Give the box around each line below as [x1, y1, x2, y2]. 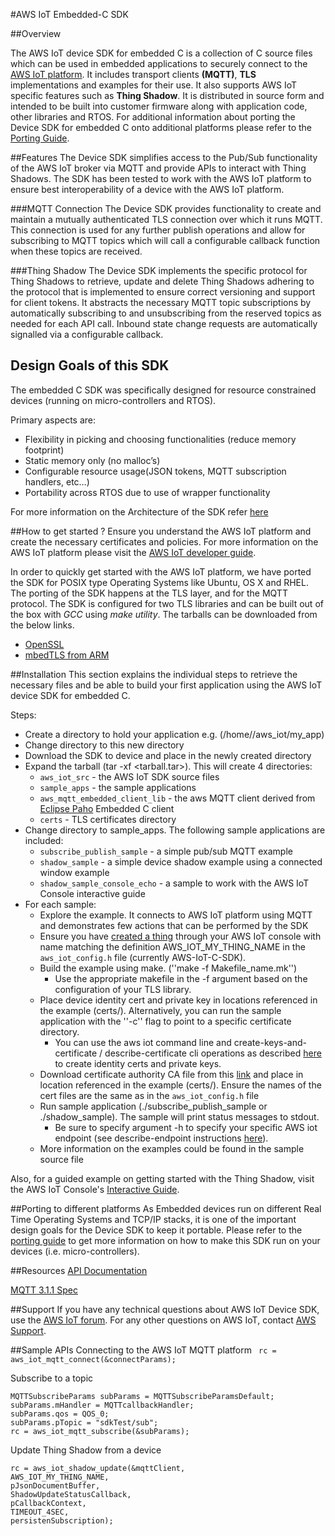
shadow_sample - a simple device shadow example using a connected [39, 855, 323, 868]
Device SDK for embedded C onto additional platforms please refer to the [10, 122, 313, 133]
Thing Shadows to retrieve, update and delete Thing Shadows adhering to [10, 275, 315, 287]
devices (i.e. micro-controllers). [10, 1245, 140, 1257]
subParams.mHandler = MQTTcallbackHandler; [10, 1400, 195, 1410]
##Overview [10, 28, 62, 39]
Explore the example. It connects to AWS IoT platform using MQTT [39, 909, 313, 921]
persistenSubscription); [10, 1515, 114, 1526]
